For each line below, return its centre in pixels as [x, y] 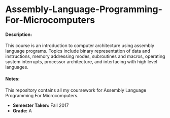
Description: [19, 34]
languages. [17, 67]
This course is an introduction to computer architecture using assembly [80, 46]
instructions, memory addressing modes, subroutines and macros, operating [85, 56]
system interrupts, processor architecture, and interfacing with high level [81, 62]
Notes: [13, 78]
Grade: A [22, 110]
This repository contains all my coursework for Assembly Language [76, 90]
